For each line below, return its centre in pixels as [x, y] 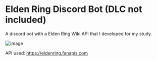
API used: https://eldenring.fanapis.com [47, 53]
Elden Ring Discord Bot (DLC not [74, 9]
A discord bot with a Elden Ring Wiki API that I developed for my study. [79, 33]
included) [26, 20]
